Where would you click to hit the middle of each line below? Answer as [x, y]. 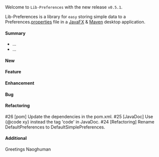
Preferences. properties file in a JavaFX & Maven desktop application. [75, 22]
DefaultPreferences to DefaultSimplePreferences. [55, 127]
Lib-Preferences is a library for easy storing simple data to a [66, 16]
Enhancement [20, 83]
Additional [16, 138]
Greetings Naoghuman [28, 149]
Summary [15, 33]
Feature [13, 72]
